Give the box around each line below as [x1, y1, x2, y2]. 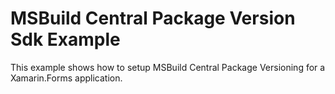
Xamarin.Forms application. [10, 72, 123, 84]
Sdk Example [10, 28, 121, 51]
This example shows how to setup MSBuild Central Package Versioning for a [10, 61, 326, 73]
